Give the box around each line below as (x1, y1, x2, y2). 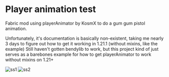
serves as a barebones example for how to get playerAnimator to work (5, 51, 151, 57)
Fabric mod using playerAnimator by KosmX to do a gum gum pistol (5, 20, 145, 26)
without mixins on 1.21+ (5, 56, 54, 62)
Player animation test (5, 4, 96, 15)
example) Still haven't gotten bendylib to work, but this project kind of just (5, 46, 159, 52)
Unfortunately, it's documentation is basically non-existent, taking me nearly (5, 35, 164, 41)
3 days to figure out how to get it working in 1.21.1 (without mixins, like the (5, 40, 158, 46)
